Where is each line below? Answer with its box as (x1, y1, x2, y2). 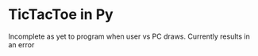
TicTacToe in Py (8, 6, 114, 24)
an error (8, 39, 35, 49)
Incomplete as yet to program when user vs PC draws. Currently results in (8, 32, 250, 41)
